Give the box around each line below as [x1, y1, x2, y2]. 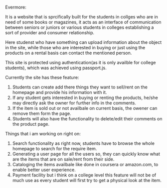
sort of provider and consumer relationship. [5, 30, 95, 35]
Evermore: [5, 4, 26, 10]
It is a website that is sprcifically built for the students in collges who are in [5, 14, 159, 19]
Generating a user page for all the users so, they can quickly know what [12, 151, 161, 157]
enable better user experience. [12, 167, 76, 173]
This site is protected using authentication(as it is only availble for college [5, 60, 156, 65]
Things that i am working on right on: [5, 131, 81, 136]
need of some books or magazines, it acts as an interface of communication [5, 19, 162, 25]
